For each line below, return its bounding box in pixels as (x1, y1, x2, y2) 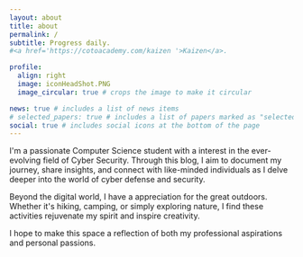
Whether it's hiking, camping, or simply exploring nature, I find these (9, 201, 264, 212)
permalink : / (9, 30, 59, 39)
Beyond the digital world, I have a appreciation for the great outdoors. (9, 191, 268, 202)
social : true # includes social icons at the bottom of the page (9, 120, 260, 130)
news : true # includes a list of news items (9, 104, 179, 113)
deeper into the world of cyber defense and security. (9, 174, 206, 185)
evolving (9, 155, 41, 166)
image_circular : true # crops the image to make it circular (17, 87, 252, 97)
